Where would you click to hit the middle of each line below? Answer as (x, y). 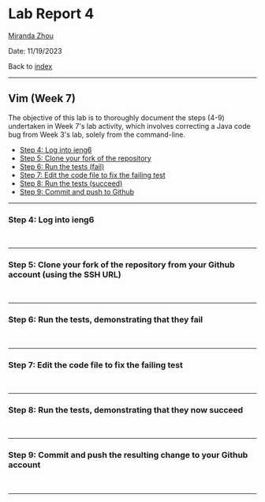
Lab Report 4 (51, 14)
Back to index (30, 66)
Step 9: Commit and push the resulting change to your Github (128, 455)
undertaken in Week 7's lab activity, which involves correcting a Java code (129, 126)
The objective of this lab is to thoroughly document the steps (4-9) (116, 117)
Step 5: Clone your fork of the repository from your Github (121, 264)
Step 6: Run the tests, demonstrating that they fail (106, 319)
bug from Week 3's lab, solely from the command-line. (97, 134)
